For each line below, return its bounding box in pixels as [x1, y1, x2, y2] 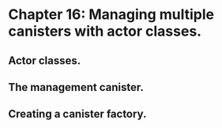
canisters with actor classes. [8, 22, 202, 40]
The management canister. [8, 81, 144, 94]
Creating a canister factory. [8, 107, 147, 121]
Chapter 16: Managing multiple [8, 6, 215, 24]
